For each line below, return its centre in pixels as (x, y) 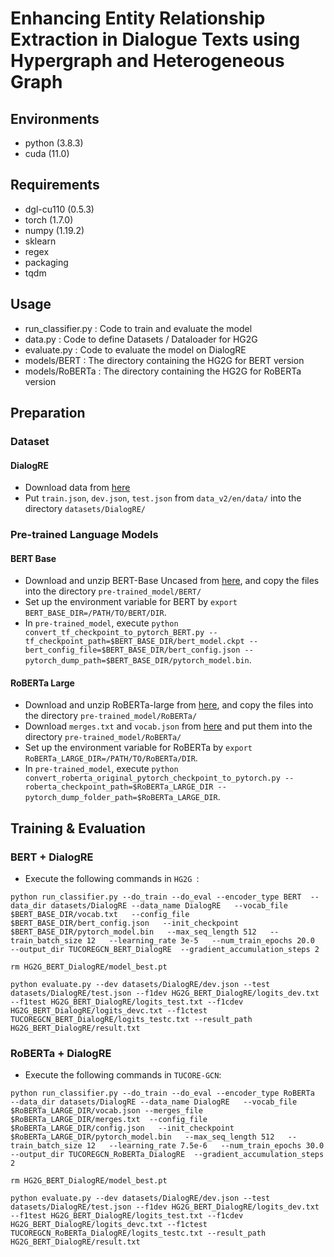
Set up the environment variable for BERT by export (131, 602)
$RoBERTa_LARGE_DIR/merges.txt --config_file (109, 1120)
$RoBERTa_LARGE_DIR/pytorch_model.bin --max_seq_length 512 (142, 1137)
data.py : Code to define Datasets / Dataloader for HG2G (141, 339)
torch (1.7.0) (49, 219)
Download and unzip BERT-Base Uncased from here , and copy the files (172, 581)
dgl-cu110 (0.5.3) (59, 209)
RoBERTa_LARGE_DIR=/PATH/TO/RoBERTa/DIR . (111, 758)
